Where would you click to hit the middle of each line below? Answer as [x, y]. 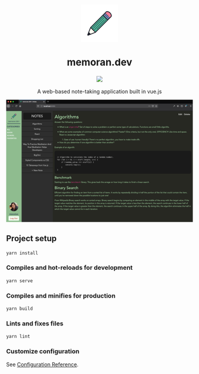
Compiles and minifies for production [61, 296]
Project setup [32, 239]
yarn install [22, 253]
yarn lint [18, 337]
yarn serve [20, 281]
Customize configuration [43, 351]
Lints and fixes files [35, 324]
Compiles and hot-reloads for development [70, 268]
